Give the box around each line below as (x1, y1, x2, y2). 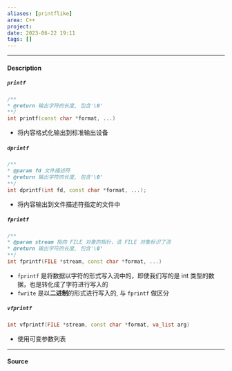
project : (7, 23, 32, 30)
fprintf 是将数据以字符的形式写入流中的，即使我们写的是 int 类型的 (17, 271, 209, 280)
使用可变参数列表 (17, 334, 66, 343)
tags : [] (7, 36, 32, 43)
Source (7, 357, 29, 365)
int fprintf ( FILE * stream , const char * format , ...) (7, 258, 162, 265)
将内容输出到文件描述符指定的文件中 (17, 200, 121, 208)
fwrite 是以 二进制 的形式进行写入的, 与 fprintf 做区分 (17, 289, 169, 297)
